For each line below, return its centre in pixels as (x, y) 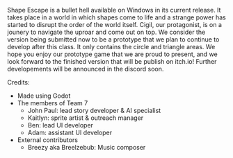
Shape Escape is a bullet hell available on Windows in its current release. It (114, 10)
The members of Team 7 (53, 103)
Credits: (18, 82)
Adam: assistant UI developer (70, 132)
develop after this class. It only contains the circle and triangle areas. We (111, 47)
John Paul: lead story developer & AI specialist (94, 111)
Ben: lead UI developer (61, 125)
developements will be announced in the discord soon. (86, 69)
